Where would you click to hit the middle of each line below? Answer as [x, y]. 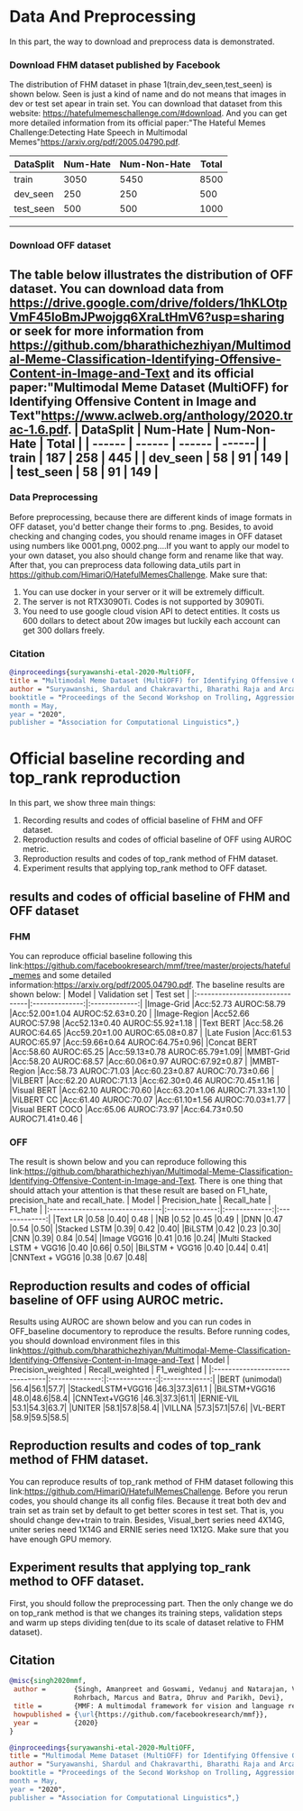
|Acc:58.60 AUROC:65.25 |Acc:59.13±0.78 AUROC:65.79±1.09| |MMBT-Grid [150, 1051]
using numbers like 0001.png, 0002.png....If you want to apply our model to [150, 545]
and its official [213, 373]
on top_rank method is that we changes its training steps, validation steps [146, 1613]
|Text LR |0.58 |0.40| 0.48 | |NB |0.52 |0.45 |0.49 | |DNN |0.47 [168, 1220]
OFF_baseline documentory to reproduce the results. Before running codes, [150, 1331]
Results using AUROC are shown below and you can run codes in [130, 1322]
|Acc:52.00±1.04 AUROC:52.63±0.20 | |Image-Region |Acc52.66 [129, 1013]
